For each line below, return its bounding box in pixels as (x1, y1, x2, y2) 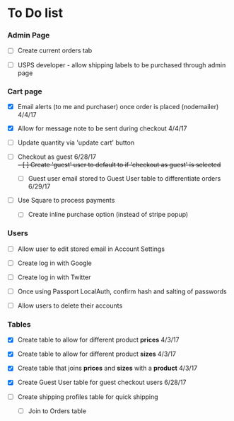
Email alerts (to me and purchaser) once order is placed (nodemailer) (17, 102, 219, 111)
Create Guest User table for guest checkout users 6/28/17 (17, 378, 187, 387)
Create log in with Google (17, 259, 92, 267)
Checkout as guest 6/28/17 (17, 152, 97, 161)
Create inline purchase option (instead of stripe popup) (28, 211, 189, 219)
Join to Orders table (28, 406, 87, 415)
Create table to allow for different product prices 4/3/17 (17, 335, 180, 344)
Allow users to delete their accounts (17, 301, 123, 310)
